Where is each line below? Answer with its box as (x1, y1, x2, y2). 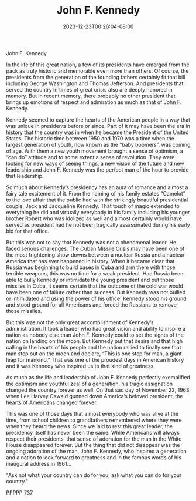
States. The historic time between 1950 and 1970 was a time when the (6, 135, 174, 142)
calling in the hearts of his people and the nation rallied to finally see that (6, 344, 181, 351)
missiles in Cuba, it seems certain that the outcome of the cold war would (6, 283, 183, 290)
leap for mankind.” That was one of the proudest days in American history (6, 356, 184, 363)
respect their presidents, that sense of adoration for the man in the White (6, 435, 182, 442)
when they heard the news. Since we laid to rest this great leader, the (6, 422, 173, 429)
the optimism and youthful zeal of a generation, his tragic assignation (6, 380, 173, 387)
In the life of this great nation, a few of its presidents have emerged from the (6, 61, 190, 68)
